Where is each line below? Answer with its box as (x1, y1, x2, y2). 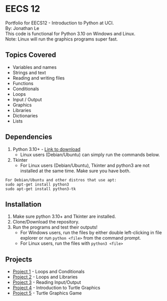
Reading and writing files (12, 74, 65, 81)
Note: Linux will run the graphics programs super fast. (5, 36, 118, 42)
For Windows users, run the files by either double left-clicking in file (20, 230, 162, 236)
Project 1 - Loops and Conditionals (12, 269, 85, 275)
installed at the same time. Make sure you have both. (20, 168, 131, 174)
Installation (5, 200, 42, 208)
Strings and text (12, 69, 46, 76)
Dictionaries (12, 112, 38, 119)
